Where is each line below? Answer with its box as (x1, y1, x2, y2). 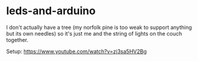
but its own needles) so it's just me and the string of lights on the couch (6, 30, 182, 37)
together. (6, 36, 29, 43)
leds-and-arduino (6, 4, 96, 18)
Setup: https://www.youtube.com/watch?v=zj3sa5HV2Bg (6, 47, 147, 54)
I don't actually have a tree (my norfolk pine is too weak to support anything (6, 24, 192, 31)
